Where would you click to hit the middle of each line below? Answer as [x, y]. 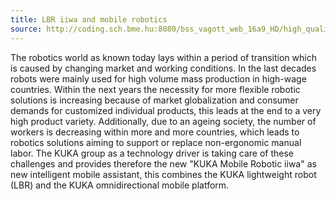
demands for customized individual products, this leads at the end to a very [166, 110]
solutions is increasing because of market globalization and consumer [154, 100]
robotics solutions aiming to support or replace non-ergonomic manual [156, 142]
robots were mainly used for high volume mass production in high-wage [158, 78]
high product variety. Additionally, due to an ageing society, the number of [163, 121]
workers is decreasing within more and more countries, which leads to [155, 132]
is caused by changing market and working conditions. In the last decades [163, 68]
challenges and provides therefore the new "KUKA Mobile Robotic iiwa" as [163, 163]
